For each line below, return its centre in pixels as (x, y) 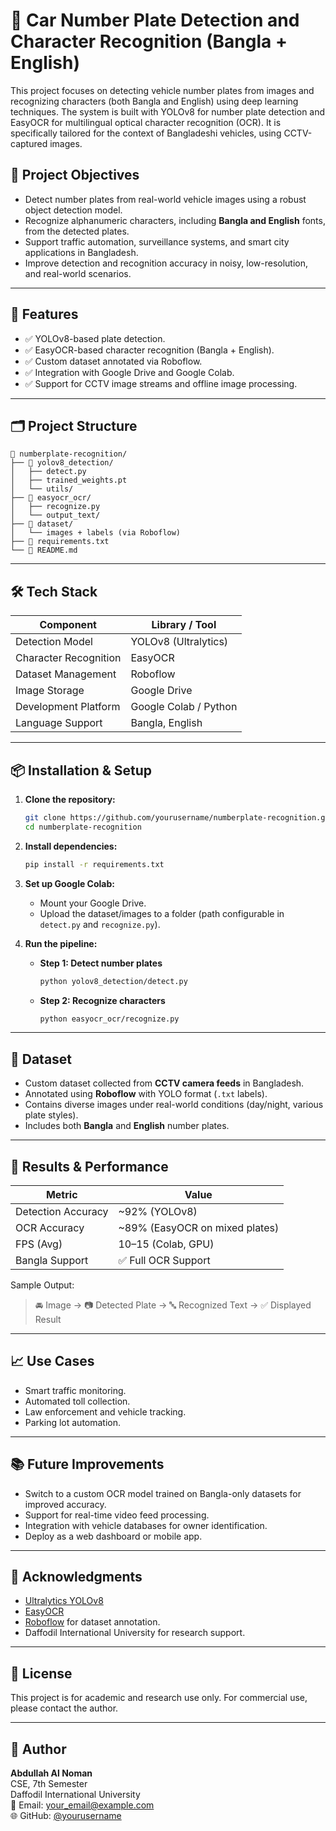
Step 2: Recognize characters (102, 1000)
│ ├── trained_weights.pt (69, 480)
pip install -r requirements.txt (94, 864)
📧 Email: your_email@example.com (82, 1805)
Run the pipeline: (61, 943)
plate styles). (51, 1115)
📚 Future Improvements (87, 1464)
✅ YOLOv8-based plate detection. (95, 338)
